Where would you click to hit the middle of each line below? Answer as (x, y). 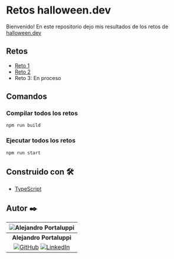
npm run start (24, 153)
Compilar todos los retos (42, 114)
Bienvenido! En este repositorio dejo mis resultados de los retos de (87, 26)
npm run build (24, 125)
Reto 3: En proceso (38, 78)
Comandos (27, 97)
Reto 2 (23, 72)
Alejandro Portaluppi (42, 238)
